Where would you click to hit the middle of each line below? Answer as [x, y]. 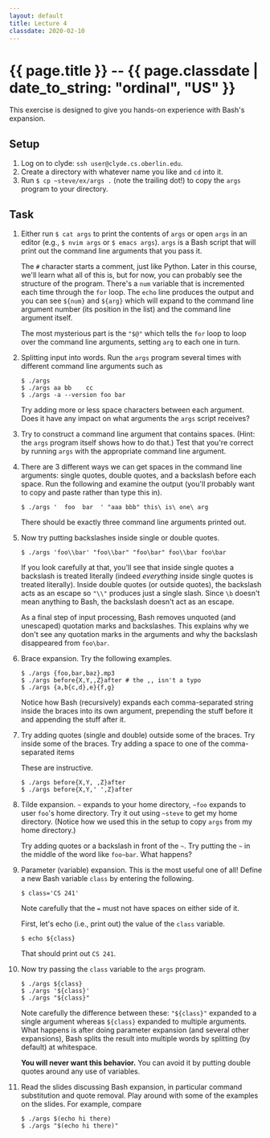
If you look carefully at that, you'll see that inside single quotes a [127, 567]
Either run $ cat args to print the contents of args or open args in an [134, 234]
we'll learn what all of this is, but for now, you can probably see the [131, 275]
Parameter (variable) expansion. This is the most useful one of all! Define [141, 870]
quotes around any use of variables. [80, 1071]
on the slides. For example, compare [81, 1103]
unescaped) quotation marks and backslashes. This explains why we [135, 626]
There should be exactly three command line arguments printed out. [133, 522]
